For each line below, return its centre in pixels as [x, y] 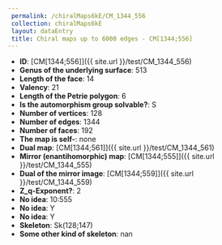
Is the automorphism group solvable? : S [88, 105]
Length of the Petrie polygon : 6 [73, 96]
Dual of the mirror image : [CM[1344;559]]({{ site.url [106, 174]
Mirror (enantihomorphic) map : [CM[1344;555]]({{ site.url [117, 157]
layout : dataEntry [42, 31]
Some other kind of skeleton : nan [76, 234]
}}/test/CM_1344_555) [55, 165]
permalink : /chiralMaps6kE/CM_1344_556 [79, 16]
